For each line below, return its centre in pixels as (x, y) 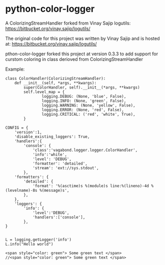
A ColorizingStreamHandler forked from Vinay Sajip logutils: (68, 23)
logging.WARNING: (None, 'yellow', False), (89, 105)
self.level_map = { (44, 92)
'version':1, (28, 132)
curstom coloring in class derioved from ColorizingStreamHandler (74, 59)
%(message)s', (54, 190)
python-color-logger (50, 9)
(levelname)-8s (21, 190)
